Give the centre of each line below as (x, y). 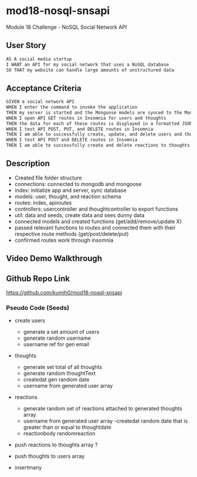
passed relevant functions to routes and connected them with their (95, 228)
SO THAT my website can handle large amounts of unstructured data (90, 70)
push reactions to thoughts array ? (56, 445)
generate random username (57, 338)
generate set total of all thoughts (63, 367)
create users (30, 320)
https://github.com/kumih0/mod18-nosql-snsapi (64, 293)
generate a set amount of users (61, 332)
